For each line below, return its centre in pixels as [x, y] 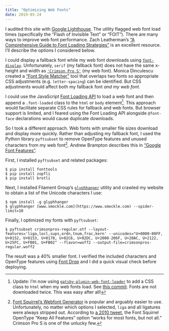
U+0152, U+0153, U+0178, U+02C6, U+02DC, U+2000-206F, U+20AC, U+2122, [82, 238]
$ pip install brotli [28, 178]
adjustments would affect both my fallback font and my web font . [73, 86]
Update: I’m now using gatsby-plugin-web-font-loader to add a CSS [83, 281]
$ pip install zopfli [28, 174]
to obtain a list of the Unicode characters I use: [54, 193]
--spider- [144, 206]
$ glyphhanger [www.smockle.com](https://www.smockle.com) [68, 206]
